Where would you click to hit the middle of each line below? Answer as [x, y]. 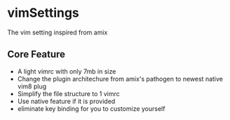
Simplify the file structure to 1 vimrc [69, 93]
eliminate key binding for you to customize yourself [91, 108]
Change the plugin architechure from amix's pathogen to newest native [120, 79]
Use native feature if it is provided [66, 101]
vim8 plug [32, 86]
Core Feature [36, 54]
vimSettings [43, 13]
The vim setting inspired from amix [57, 32]
